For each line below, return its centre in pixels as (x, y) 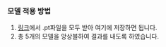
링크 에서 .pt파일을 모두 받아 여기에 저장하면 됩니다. (87, 28)
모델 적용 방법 (29, 11)
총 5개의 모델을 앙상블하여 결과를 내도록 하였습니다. (88, 36)
